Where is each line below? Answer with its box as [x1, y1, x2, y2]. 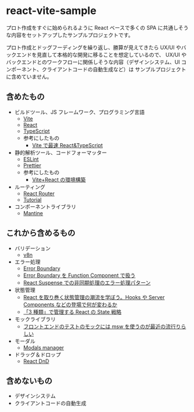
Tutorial [23, 196, 42, 203]
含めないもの [6, 376, 53, 386]
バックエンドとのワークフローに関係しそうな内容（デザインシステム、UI [6, 58, 180, 65]
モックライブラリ [14, 316, 56, 323]
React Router [23, 190, 55, 197]
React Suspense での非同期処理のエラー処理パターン [23, 279, 151, 286]
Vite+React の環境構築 [32, 176, 86, 183]
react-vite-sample [6, 4, 96, 18]
